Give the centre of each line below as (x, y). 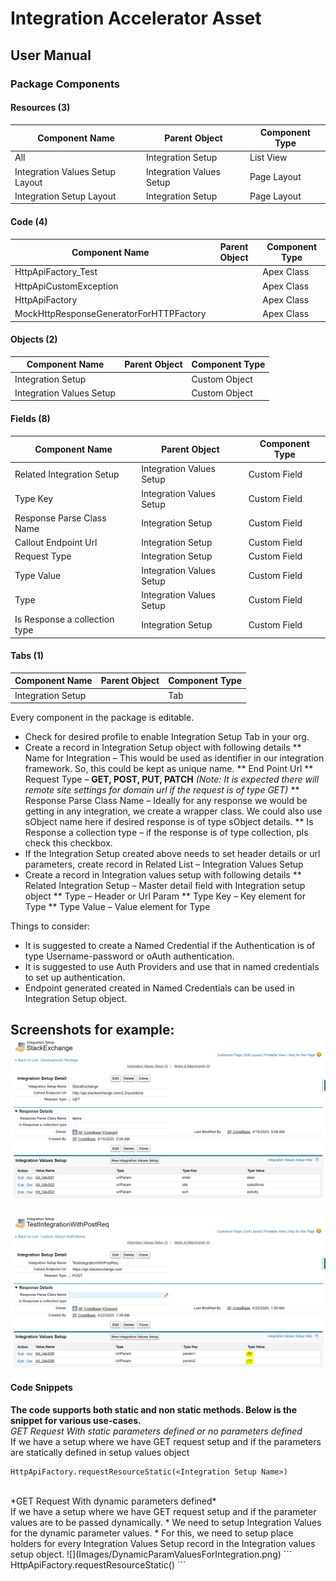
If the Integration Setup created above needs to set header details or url (172, 854)
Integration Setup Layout (65, 196)
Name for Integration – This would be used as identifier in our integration (174, 758)
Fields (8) (30, 418)
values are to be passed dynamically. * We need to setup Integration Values (166, 1522)
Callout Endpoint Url (56, 543)
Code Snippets (41, 1388)
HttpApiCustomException (66, 286)
